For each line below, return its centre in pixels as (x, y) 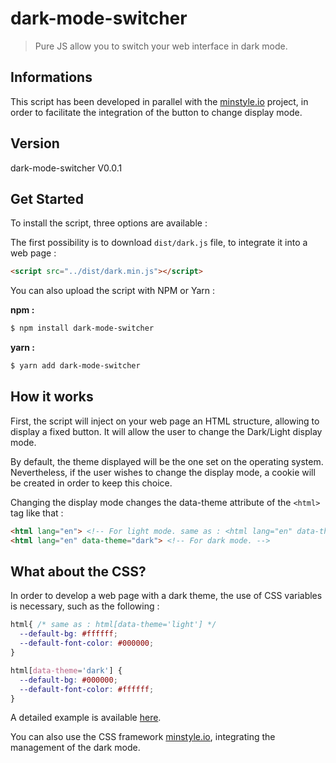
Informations (51, 77)
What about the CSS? (78, 571)
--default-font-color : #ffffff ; (87, 689)
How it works (52, 397)
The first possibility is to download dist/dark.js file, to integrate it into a (159, 243)
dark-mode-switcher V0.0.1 (66, 168)
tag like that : (37, 513)
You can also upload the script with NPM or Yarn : (113, 291)
